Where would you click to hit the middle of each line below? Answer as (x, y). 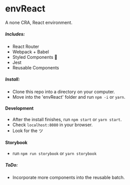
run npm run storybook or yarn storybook (55, 154)
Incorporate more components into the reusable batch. (68, 178)
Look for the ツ (28, 131)
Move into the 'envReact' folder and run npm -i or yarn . (69, 97)
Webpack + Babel (31, 52)
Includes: (15, 34)
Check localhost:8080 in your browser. (53, 125)
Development (19, 108)
